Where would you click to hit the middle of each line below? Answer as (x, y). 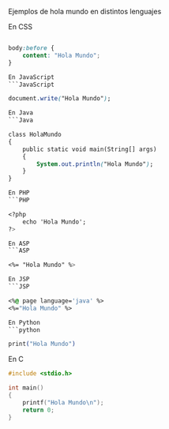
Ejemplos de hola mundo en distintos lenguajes (85, 11)
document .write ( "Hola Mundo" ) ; (60, 99)
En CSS (21, 26)
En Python (24, 322)
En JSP (19, 280)
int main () (26, 388)
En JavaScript (32, 77)
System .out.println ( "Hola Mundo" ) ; (95, 164)
